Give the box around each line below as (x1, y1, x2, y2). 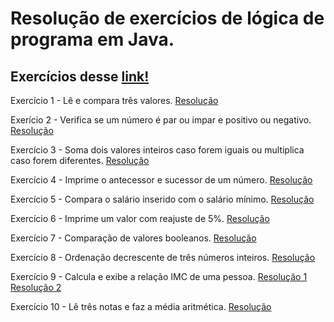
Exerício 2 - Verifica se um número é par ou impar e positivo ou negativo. (10, 114, 312, 126)
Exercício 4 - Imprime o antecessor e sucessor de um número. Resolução (10, 174, 313, 186)
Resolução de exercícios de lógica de (10, 7, 325, 30)
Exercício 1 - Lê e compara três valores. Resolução (10, 95, 219, 106)
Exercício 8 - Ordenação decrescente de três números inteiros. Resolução (10, 252, 316, 263)
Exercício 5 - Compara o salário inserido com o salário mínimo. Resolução (10, 193, 315, 205)
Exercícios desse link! (10, 68, 150, 85)
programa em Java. (10, 28, 175, 51)
